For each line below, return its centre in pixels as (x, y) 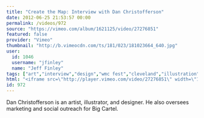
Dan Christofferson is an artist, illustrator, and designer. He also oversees (98, 102)
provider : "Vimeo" (29, 40)
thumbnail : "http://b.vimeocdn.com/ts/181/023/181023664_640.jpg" (92, 46)
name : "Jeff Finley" (38, 68)
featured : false (27, 34)
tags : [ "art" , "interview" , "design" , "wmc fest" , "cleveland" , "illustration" (103, 74)
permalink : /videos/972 (36, 23)
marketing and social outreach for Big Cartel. (62, 109)
